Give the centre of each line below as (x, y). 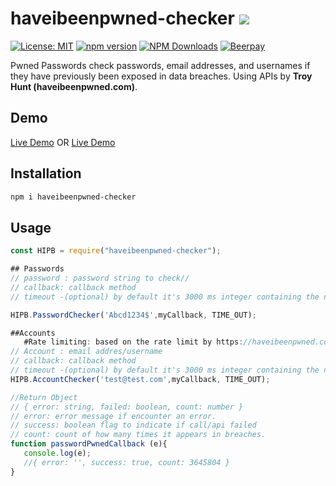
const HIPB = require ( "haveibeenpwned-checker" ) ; (116, 251)
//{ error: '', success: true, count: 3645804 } (126, 462)
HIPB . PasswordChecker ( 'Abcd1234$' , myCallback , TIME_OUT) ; (133, 315)
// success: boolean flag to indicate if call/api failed (133, 425)
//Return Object (44, 397)
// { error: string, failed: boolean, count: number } (127, 407)
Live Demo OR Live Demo (63, 142)
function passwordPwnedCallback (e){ (89, 444)
